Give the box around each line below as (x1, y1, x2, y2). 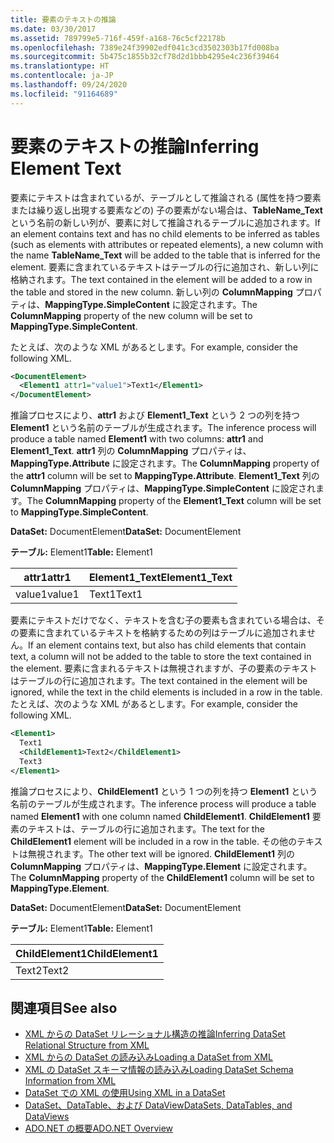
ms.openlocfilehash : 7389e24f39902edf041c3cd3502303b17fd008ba (10, 42, 280, 53)
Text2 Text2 (15, 963, 70, 977)
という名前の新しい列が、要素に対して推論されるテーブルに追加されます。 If (10, 216, 322, 228)
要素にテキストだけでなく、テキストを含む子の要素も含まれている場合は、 (10, 614, 317, 626)
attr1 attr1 (23, 571, 72, 585)
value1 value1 (15, 587, 80, 601)
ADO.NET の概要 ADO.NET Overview (24, 1122, 174, 1135)
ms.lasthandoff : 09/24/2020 (10, 80, 128, 90)
